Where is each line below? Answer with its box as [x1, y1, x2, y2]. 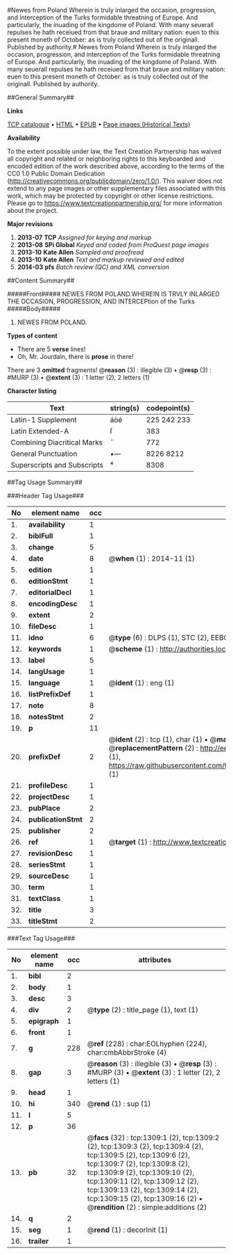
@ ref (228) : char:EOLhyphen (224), [87, 1039, 207, 1048]
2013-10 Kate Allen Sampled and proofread [17, 248, 144, 256]
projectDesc [28, 792, 70, 801]
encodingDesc [28, 599, 78, 608]
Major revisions [7, 220, 53, 228]
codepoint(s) [146, 403, 191, 413]
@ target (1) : [108, 838, 152, 847]
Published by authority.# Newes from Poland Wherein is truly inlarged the [7, 43, 217, 51]
